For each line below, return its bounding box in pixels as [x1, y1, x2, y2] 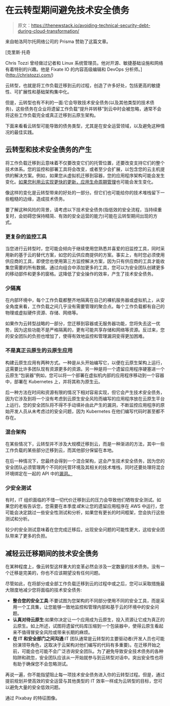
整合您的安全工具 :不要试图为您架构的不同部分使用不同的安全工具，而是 [12, 598, 160, 604]
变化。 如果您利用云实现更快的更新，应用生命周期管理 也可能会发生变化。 [5, 179, 156, 185]
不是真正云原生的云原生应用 [5, 347, 73, 354]
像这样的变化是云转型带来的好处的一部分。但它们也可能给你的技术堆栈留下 [5, 189, 160, 195]
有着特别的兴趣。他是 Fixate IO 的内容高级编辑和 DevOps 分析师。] [5, 66, 143, 72]
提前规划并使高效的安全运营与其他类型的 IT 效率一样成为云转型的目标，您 [5, 678, 158, 684]
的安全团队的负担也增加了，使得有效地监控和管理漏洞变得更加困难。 [5, 333, 147, 339]
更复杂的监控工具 [5, 233, 47, 240]
